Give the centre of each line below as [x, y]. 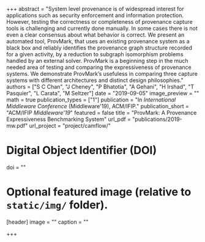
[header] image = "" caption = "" [47, 222]
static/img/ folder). [57, 205]
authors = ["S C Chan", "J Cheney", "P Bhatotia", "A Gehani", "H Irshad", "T [100, 87]
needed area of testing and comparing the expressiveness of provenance [99, 67]
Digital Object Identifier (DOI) [82, 151]
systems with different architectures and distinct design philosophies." [95, 80]
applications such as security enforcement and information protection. [95, 15]
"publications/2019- [157, 119]
